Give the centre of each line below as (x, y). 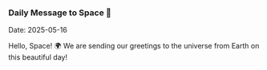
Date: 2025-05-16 (38, 30)
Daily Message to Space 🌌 (60, 13)
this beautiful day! (38, 57)
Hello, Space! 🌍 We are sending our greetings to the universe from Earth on (134, 46)
